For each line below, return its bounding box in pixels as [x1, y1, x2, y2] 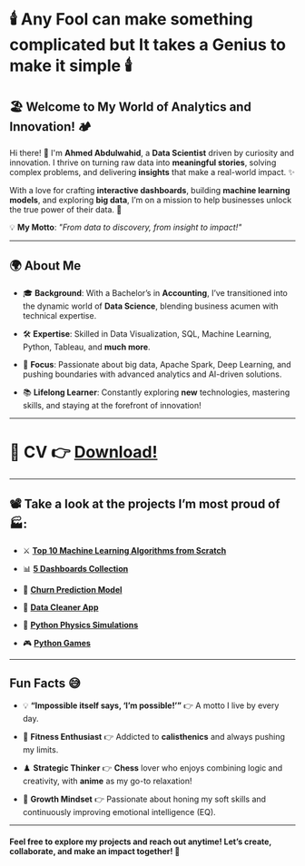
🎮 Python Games [22, 637, 91, 648]
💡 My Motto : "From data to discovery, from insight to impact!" [9, 221, 242, 232]
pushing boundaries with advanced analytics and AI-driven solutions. [22, 369, 282, 379]
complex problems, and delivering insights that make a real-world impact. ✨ [9, 167, 295, 177]
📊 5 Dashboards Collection [22, 563, 129, 574]
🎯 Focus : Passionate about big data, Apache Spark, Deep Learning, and [22, 359, 292, 369]
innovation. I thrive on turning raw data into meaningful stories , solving [9, 157, 277, 168]
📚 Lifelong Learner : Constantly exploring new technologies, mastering [22, 387, 290, 398]
